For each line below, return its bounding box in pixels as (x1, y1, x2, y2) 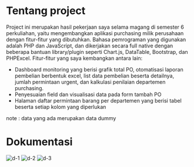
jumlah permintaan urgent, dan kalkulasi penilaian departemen (14, 78, 166, 86)
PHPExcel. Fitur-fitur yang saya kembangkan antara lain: (6, 54, 143, 62)
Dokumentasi (6, 135, 73, 149)
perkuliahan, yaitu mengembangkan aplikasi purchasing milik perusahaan (6, 29, 184, 36)
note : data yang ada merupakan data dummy (6, 114, 116, 121)
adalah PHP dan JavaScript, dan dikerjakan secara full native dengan (6, 42, 173, 49)
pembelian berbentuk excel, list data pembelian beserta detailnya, (14, 72, 175, 79)
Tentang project (6, 4, 86, 18)
